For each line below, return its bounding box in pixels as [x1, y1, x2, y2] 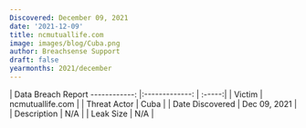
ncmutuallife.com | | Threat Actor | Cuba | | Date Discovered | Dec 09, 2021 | [9, 98, 298, 109]
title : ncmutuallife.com [9, 30, 104, 39]
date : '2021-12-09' [9, 22, 84, 31]
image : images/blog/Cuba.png [9, 38, 121, 48]
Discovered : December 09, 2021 [9, 13, 129, 23]
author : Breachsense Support [9, 47, 121, 56]
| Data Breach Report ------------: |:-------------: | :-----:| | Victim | [9, 88, 263, 100]
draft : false [9, 55, 59, 64]
